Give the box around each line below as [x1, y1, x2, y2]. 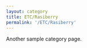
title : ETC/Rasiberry [6, 14, 59, 20]
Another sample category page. [6, 36, 82, 43]
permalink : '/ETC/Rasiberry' [6, 19, 77, 25]
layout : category [6, 8, 48, 15]
